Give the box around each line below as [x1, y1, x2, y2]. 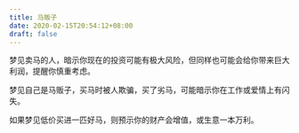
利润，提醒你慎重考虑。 [9, 66, 95, 76]
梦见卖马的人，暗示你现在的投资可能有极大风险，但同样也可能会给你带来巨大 [9, 55, 290, 66]
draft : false [9, 29, 58, 38]
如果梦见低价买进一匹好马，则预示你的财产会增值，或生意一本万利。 [9, 114, 259, 125]
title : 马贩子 [9, 12, 58, 22]
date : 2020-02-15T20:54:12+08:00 [9, 21, 133, 30]
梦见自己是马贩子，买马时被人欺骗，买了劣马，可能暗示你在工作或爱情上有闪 [9, 85, 290, 96]
